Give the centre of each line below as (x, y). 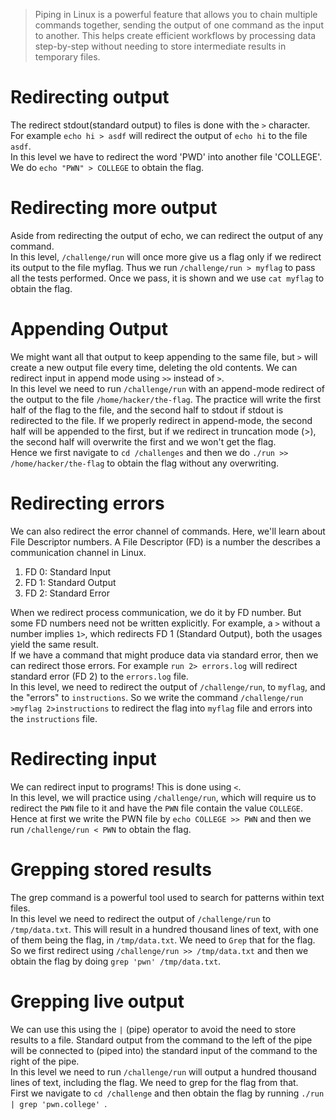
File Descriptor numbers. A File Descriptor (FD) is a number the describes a (165, 541)
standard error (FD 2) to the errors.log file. (99, 676)
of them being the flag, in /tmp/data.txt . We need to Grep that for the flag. (163, 940)
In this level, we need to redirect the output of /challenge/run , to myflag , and (168, 686)
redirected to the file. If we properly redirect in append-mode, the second (161, 420)
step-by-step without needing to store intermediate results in (160, 46)
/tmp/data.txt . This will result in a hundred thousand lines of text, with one (164, 929)
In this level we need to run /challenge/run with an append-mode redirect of (167, 388)
